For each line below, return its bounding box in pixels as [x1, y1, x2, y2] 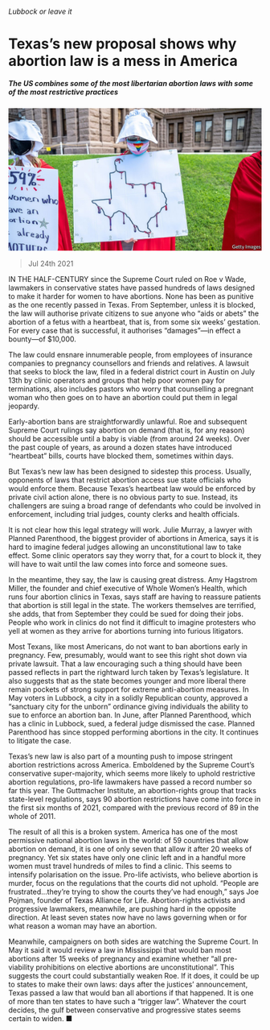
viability [8, 962, 35, 972]
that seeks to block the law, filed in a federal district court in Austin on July [8, 367, 256, 377]
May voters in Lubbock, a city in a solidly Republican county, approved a [8, 693, 248, 703]
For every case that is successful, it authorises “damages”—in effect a [8, 326, 241, 336]
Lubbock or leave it [8, 6, 72, 16]
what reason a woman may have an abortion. [8, 921, 157, 931]
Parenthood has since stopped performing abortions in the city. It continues [8, 727, 259, 737]
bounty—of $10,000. [8, 334, 76, 344]
